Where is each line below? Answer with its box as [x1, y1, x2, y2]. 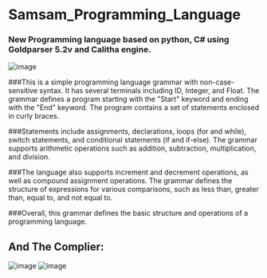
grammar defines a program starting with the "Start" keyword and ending [8, 94, 249, 104]
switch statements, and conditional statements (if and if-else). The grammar [8, 135, 257, 145]
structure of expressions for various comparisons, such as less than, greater [8, 185, 259, 194]
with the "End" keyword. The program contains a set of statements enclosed [8, 103, 260, 112]
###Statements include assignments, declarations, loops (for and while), [8, 127, 247, 136]
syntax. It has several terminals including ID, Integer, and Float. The [39, 86, 260, 96]
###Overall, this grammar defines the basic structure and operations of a [8, 209, 249, 218]
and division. [8, 152, 50, 162]
